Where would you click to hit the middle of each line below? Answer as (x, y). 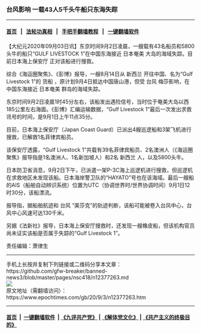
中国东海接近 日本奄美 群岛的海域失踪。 (55, 89)
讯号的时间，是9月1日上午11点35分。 (51, 117)
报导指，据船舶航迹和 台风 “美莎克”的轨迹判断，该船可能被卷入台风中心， (97, 205)
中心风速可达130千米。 (39, 213)
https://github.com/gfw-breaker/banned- (57, 271)
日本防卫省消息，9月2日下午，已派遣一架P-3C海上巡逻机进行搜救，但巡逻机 (100, 170)
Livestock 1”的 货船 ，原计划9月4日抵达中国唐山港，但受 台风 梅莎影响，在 (98, 81)
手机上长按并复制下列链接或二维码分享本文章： (64, 264)
